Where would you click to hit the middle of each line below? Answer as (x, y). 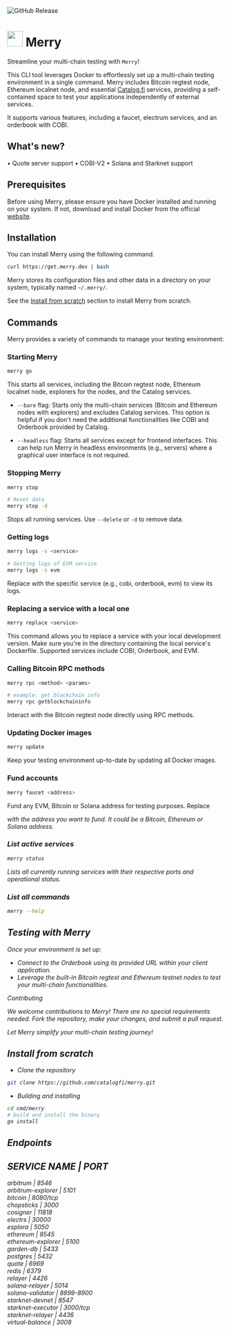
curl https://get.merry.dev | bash (58, 267)
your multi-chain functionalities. (62, 984)
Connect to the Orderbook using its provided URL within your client (112, 963)
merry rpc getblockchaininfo (49, 702)
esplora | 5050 (28, 1227)
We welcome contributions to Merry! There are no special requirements (109, 1011)
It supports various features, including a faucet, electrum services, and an (112, 117)
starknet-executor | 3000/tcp (49, 1307)
